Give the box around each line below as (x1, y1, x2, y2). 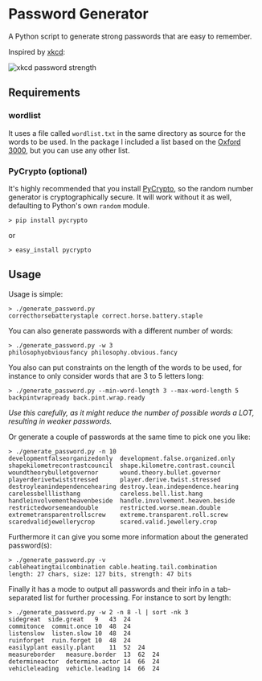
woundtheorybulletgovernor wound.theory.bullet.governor (8, 468, 221, 477)
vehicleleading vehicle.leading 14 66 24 (8, 664, 160, 672)
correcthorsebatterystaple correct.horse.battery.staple (8, 311, 203, 320)
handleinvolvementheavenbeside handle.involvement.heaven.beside (8, 496, 235, 505)
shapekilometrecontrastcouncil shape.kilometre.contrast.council (8, 462, 235, 470)
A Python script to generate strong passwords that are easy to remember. (8, 31, 252, 41)
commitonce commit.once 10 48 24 (8, 622, 131, 630)
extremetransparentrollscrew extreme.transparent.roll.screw (8, 511, 228, 519)
